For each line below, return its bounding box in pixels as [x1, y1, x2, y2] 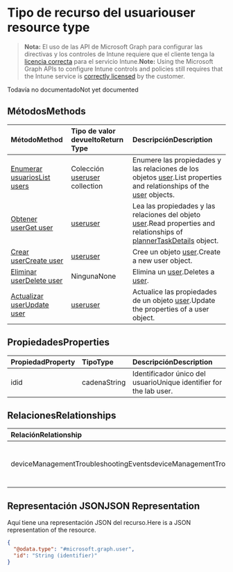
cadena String [82, 377, 126, 387]
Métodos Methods [7, 105, 87, 117]
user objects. [132, 189, 175, 199]
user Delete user [10, 275, 63, 285]
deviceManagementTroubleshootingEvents [10, 459, 150, 469]
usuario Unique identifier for [132, 377, 223, 387]
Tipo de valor [71, 126, 116, 136]
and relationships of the [132, 181, 209, 191]
